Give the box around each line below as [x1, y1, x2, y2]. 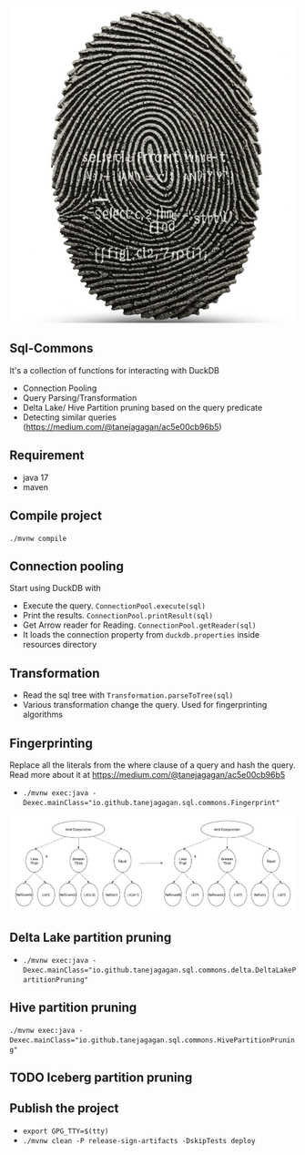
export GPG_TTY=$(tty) [22, 1127, 109, 1136]
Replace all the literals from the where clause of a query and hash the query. [9, 759, 296, 771]
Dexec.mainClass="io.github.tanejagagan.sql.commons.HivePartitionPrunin [9, 1036, 296, 1045]
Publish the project [9, 1100, 119, 1117]
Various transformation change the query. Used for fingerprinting [22, 700, 268, 710]
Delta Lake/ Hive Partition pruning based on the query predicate [22, 402, 263, 413]
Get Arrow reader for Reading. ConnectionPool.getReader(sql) [22, 619, 257, 630]
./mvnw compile [9, 534, 67, 543]
